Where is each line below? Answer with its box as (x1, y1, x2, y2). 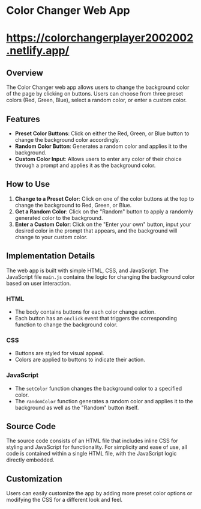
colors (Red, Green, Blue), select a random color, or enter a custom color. (6, 97, 187, 104)
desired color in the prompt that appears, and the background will (14, 227, 178, 234)
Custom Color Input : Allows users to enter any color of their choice (14, 156, 182, 162)
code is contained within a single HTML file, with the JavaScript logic (6, 450, 177, 457)
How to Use (6, 179, 50, 189)
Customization (6, 474, 63, 484)
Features (6, 114, 40, 124)
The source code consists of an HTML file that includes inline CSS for (6, 437, 178, 445)
